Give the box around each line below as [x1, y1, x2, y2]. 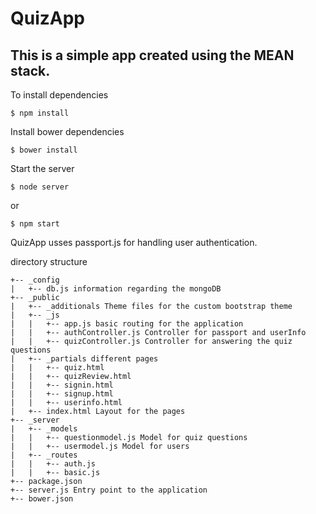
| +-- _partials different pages [10, 354, 159, 364]
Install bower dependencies [10, 126, 125, 137]
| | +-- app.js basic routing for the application [10, 319, 244, 329]
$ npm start [10, 219, 60, 229]
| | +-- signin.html [10, 380, 114, 390]
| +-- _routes [10, 450, 78, 460]
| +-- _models [10, 424, 78, 434]
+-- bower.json [10, 494, 74, 504]
